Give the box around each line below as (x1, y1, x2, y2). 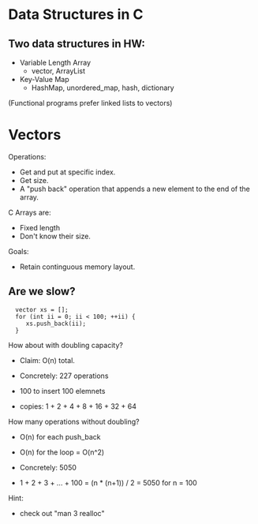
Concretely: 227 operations (19, 371, 109, 380)
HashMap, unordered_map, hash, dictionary (31, 83, 175, 92)
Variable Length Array (19, 58, 92, 67)
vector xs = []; (15, 305, 69, 313)
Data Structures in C (8, 6, 144, 24)
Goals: (8, 246, 29, 256)
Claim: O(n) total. (19, 355, 75, 365)
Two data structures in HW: (8, 37, 146, 51)
